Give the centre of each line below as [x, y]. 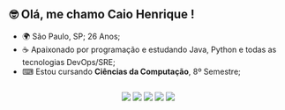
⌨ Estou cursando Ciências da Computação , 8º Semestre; [131, 71]
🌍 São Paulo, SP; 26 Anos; [71, 36]
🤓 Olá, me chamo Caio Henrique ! [102, 15]
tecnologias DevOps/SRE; [69, 62]
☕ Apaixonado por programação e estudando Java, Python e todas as [149, 49]
